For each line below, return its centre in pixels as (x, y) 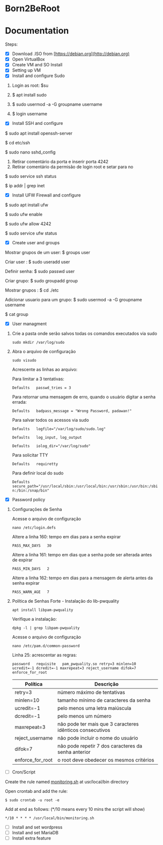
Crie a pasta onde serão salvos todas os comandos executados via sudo (85, 333)
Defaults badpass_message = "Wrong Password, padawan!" (72, 411)
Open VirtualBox (28, 59)
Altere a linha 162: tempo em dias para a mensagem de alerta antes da (82, 578)
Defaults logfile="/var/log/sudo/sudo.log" (59, 429)
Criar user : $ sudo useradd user (38, 262)
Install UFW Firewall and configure (46, 195)
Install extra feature (31, 838)
